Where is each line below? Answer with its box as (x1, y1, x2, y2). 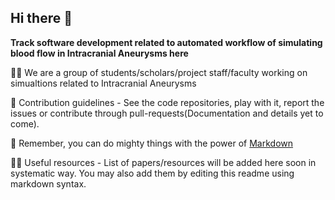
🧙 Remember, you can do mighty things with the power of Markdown (10, 137, 294, 149)
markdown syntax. (10, 177, 87, 190)
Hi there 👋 (10, 10, 73, 27)
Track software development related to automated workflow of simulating (10, 36, 323, 48)
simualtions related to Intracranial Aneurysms (10, 77, 197, 89)
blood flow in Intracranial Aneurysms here (10, 47, 189, 59)
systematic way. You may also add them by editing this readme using (10, 167, 295, 179)
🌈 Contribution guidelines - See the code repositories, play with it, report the (10, 96, 325, 108)
